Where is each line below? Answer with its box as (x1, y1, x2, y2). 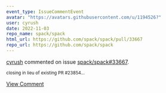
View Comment (6, 80, 44, 87)
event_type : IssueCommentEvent (6, 8, 84, 15)
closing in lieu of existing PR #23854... (6, 70, 85, 76)
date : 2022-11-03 (6, 25, 50, 32)
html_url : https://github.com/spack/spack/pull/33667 (6, 36, 143, 42)
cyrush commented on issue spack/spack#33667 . (6, 58, 130, 66)
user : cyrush (6, 20, 39, 26)
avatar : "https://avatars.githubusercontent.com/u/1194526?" (6, 14, 162, 20)
